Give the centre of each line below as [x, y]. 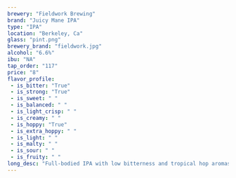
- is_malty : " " [34, 144]
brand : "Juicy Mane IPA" [44, 20]
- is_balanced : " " [39, 105]
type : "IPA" [25, 27]
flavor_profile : [31, 79]
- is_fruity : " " [35, 157]
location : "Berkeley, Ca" [45, 33]
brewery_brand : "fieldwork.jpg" [54, 46]
